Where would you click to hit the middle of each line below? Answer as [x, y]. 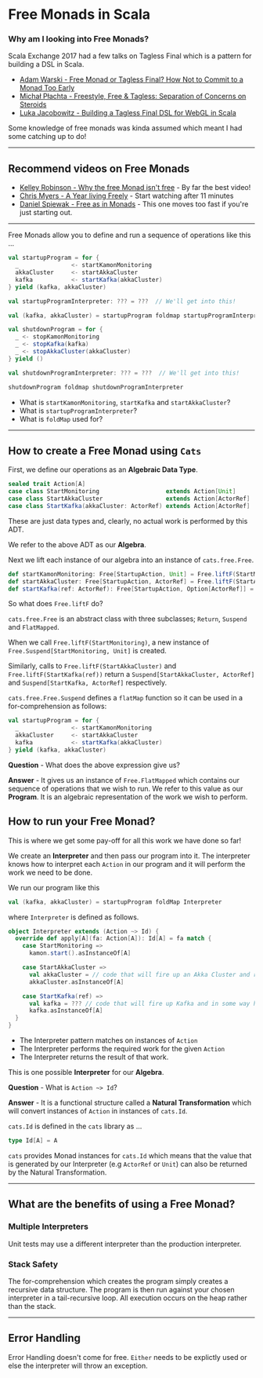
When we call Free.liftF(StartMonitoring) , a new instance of [109, 642]
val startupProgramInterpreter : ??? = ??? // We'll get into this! [122, 301]
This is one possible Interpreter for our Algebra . [86, 1073]
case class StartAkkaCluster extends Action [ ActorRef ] [129, 499]
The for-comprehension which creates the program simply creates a [118, 1281]
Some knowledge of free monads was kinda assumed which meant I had [125, 128]
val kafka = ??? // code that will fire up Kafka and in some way [139, 1003]
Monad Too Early [47, 88]
